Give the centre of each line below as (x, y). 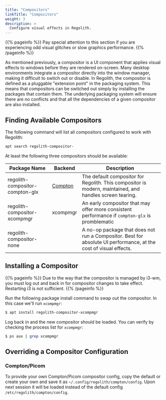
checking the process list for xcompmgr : (44, 327)
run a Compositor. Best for (112, 236)
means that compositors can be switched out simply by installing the (75, 89)
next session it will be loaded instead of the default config (64, 387)
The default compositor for (113, 176)
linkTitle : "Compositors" (32, 14)
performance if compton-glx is (116, 215)
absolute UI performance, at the (119, 242)
